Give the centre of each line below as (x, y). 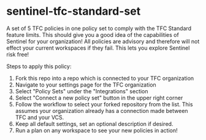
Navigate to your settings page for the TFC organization (86, 85)
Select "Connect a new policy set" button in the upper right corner (99, 98)
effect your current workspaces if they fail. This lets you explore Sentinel (98, 48)
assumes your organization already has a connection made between (101, 111)
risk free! (18, 54)
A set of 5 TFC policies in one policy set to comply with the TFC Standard (99, 28)
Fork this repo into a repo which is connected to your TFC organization (105, 78)
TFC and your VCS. (40, 117)
